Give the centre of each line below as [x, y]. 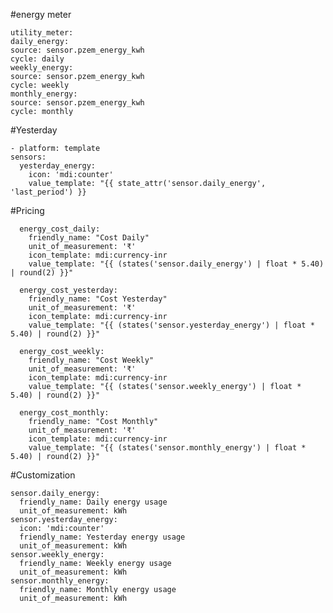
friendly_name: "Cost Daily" [89, 238]
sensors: [28, 157]
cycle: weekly [40, 85]
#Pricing [27, 210]
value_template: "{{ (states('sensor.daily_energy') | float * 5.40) [176, 264]
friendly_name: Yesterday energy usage [102, 537]
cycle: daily [37, 59]
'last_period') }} [48, 192]
